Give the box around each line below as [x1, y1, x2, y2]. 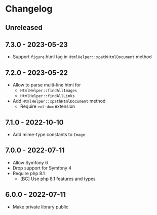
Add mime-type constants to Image [12, 132, 85, 138]
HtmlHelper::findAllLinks [20, 94, 75, 99]
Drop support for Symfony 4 [12, 165, 72, 171]
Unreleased [5, 23, 43, 32]
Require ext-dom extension [20, 103, 75, 109]
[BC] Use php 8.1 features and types [20, 176, 96, 182]
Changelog [5, 3, 53, 15]
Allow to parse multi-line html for [12, 82, 81, 88]
